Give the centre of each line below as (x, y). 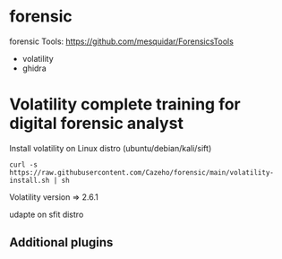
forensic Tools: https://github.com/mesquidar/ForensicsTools (122, 41)
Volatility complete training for (125, 104)
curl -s (24, 164)
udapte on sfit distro (47, 214)
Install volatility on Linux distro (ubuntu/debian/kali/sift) (111, 148)
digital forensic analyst (96, 124)
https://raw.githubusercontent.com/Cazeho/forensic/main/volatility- (142, 172)
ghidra (34, 68)
